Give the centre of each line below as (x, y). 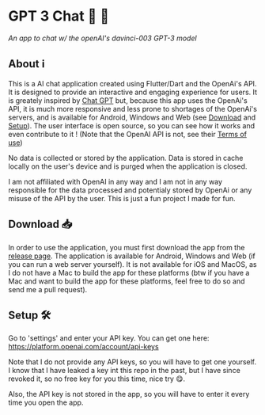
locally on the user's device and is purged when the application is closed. (128, 166)
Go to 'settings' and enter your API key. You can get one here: (109, 338)
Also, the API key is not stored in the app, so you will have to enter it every (129, 394)
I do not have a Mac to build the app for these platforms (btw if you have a (129, 272)
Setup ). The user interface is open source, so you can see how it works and (132, 125)
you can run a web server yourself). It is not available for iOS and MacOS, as (132, 264)
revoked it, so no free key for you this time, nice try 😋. (97, 379)
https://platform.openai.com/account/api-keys (84, 347)
